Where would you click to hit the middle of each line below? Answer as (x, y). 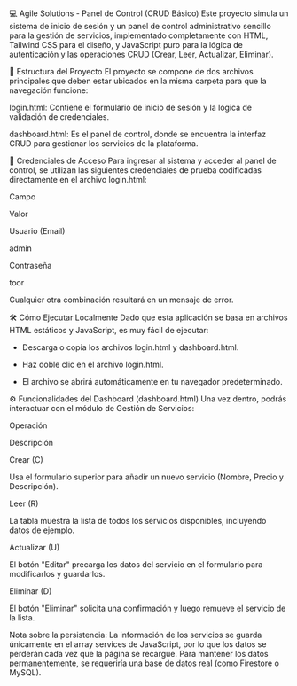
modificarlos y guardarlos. (57, 574)
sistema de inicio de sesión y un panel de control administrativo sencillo (141, 26)
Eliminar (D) (31, 591)
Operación (28, 425)
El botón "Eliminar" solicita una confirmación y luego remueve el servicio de (148, 608)
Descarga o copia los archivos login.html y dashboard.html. (130, 347)
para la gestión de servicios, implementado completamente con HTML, (139, 35)
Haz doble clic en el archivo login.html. (93, 364)
